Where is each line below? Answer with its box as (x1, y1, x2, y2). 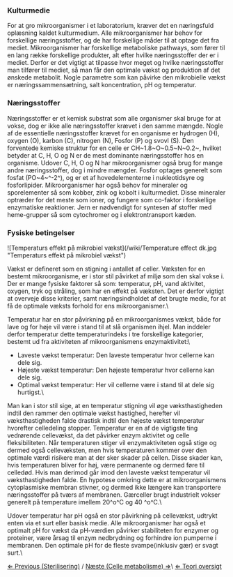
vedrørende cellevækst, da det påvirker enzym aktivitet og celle (7, 431, 190, 440)
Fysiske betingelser (7, 227, 75, 237)
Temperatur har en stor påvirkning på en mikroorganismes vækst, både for (7, 315, 221, 323)
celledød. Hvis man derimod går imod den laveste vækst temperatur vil (7, 468, 211, 477)
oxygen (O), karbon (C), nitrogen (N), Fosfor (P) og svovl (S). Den (7, 136, 195, 144)
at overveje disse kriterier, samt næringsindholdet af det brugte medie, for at (7, 294, 226, 302)
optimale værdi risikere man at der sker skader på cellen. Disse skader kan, (7, 453, 223, 462)
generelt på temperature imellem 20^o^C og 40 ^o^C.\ (7, 497, 162, 506)
